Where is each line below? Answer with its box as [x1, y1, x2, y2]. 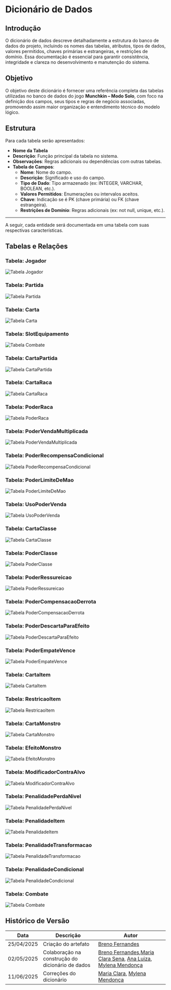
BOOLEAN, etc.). [20, 185, 55, 191]
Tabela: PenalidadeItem [5, 817, 65, 824]
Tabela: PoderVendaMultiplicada [5, 428, 88, 435]
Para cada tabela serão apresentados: [5, 137, 85, 143]
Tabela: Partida [5, 282, 44, 289]
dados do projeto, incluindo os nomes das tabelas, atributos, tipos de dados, [5, 43, 166, 49]
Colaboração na [43, 949, 81, 956]
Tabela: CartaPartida [5, 355, 58, 362]
